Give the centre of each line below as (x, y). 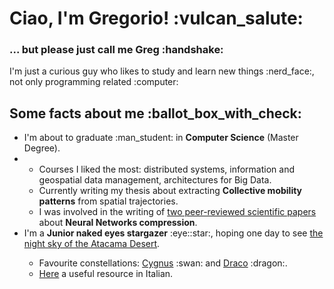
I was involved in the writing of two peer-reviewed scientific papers (177, 212)
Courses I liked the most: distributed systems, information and (167, 169)
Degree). (42, 148)
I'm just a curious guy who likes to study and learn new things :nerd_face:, (162, 71)
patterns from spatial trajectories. (108, 201)
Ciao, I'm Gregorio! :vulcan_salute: (156, 18)
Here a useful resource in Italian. (106, 274)
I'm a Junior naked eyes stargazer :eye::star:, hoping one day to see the (173, 233)
